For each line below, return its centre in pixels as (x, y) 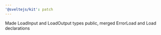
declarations (18, 28)
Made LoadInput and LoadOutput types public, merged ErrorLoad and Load (81, 23)
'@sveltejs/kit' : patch (29, 9)
